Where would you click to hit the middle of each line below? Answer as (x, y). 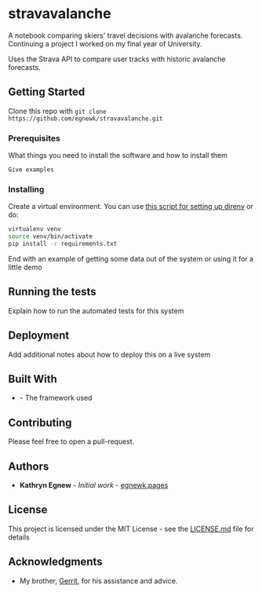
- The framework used (56, 398)
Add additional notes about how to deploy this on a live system (109, 354)
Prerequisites (34, 138)
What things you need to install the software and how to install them (118, 156)
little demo (25, 267)
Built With (33, 379)
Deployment (39, 336)
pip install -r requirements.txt (63, 244)
